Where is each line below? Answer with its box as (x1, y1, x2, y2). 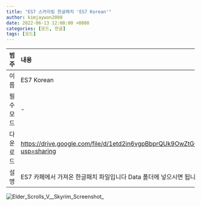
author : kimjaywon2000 (6, 14, 63, 20)
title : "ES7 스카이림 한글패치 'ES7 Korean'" (6, 8, 112, 15)
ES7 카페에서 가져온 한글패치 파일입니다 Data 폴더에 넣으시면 (20, 173, 184, 181)
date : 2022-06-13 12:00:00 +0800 (6, 20, 90, 26)
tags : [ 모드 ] (6, 31, 36, 37)
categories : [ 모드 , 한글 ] (6, 25, 66, 32)
